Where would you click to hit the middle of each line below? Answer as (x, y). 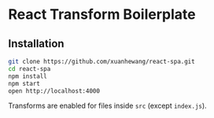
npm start (24, 83)
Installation (36, 44)
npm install (28, 76)
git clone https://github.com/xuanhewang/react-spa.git (101, 61)
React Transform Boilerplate (102, 15)
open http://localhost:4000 (54, 91)
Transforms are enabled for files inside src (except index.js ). (107, 106)
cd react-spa (30, 68)
